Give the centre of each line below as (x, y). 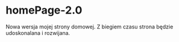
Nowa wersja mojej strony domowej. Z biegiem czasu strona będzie (89, 27)
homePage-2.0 (44, 10)
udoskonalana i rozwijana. (38, 33)
